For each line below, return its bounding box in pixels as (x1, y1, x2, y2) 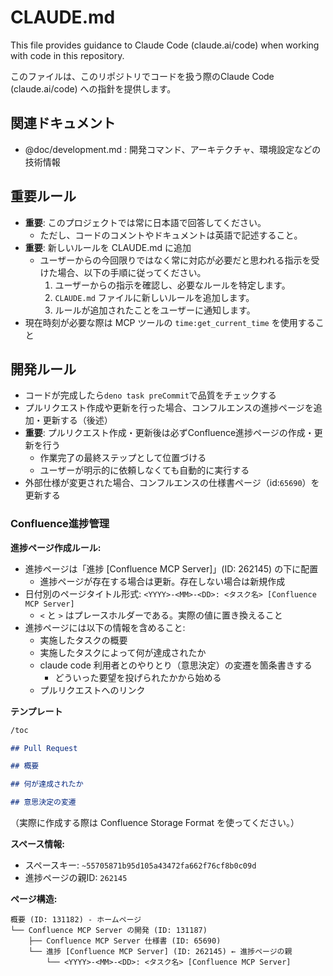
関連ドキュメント (10, 115, 116, 132)
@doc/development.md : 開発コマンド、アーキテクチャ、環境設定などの (24, 143, 322, 155)
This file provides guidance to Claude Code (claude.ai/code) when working (10, 39, 320, 51)
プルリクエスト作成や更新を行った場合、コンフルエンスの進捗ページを (24, 402, 314, 414)
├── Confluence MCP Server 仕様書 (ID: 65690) (28, 936, 222, 946)
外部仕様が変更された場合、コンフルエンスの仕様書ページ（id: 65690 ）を (24, 477, 320, 489)
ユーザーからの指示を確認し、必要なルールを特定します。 (54, 279, 291, 291)
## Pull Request (10, 743, 78, 753)
